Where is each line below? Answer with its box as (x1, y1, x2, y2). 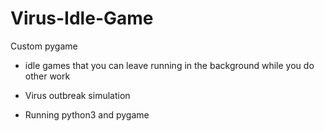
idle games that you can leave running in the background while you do (24, 59, 315, 71)
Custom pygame (10, 40, 78, 52)
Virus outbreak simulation (24, 89, 131, 101)
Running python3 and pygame (24, 108, 150, 121)
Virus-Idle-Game (10, 7, 154, 30)
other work (24, 70, 71, 82)
